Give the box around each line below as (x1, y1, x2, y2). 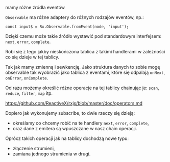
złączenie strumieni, (12, 146, 55, 151)
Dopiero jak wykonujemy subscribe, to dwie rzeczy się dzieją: (5, 110, 135, 116)
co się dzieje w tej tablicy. (5, 54, 60, 60)
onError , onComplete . (5, 75, 48, 81)
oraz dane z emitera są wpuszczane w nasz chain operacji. (12, 126, 137, 131)
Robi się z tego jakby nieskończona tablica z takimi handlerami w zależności (5, 49, 165, 54)
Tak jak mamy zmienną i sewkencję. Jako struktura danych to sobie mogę (5, 64, 160, 70)
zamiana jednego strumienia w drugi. (12, 151, 91, 157)
